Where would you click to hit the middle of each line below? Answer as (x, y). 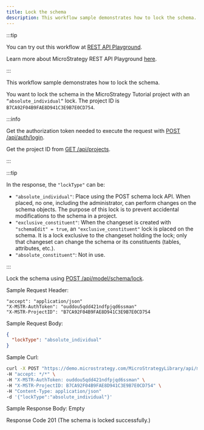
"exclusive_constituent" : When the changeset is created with (93, 222)
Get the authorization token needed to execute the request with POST (93, 131)
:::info (13, 119)
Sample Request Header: (37, 290)
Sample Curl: (22, 357)
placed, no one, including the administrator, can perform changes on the (106, 202)
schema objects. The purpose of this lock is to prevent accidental (97, 209)
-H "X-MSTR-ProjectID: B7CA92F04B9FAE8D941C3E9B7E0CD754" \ (84, 385)
